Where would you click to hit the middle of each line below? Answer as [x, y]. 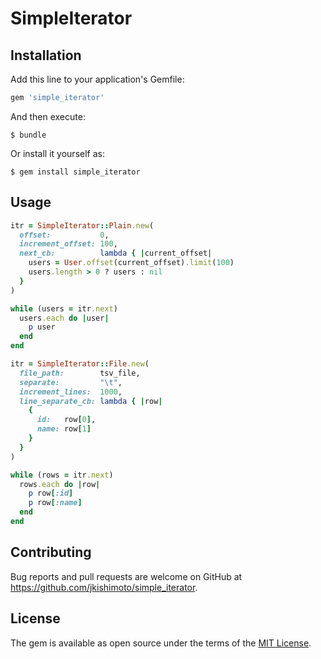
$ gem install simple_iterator [75, 172]
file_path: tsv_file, [80, 373]
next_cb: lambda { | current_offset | [116, 253]
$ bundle [28, 135]
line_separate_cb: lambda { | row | [91, 401]
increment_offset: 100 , [68, 244]
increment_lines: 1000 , [71, 392]
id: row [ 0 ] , [66, 420]
